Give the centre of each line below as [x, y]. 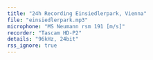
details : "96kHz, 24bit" [43, 39]
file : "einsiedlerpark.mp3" [48, 20]
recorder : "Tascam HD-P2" [44, 33]
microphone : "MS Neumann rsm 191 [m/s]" [66, 26]
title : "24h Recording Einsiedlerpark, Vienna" [77, 13]
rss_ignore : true [32, 46]
